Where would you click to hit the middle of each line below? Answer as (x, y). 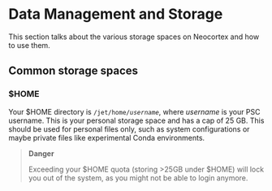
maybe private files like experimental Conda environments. (107, 137)
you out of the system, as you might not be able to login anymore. (138, 178)
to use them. (29, 45)
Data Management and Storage (116, 14)
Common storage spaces (73, 71)
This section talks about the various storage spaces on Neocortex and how (134, 37)
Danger (41, 153)
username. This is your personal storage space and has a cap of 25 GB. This (136, 120)
